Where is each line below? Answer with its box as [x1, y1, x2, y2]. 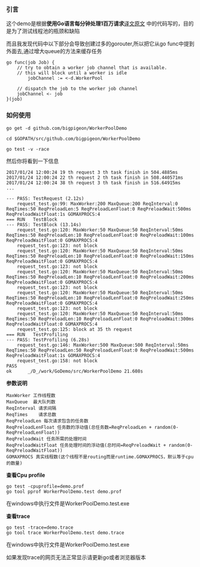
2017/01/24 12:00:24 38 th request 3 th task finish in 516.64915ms [6, 179, 181, 186]
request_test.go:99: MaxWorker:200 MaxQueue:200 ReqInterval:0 [17, 200, 178, 207]
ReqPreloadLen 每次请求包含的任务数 [6, 417, 89, 424]
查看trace [6, 513, 31, 520]
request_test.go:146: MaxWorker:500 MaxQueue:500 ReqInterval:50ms [17, 342, 189, 348]
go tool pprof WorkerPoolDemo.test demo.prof [6, 489, 122, 495]
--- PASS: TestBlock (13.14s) [6, 221, 82, 228]
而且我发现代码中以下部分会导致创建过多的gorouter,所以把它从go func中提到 [6, 40, 195, 47]
